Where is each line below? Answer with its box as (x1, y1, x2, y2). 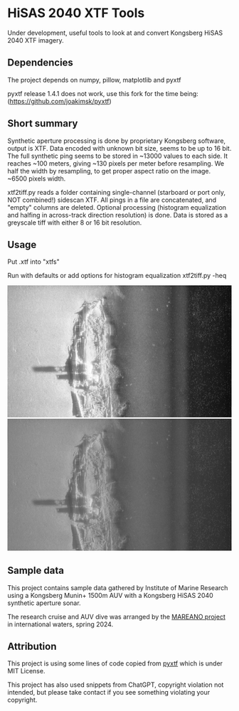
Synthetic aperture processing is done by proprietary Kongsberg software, (7, 137, 226, 145)
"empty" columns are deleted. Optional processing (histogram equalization (7, 203, 226, 211)
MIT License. (7, 667, 46, 675)
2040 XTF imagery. (7, 36, 64, 44)
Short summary (7, 117, 78, 129)
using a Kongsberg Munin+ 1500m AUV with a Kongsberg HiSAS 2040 (7, 591, 213, 599)
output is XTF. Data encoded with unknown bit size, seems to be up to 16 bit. (7, 144, 232, 152)
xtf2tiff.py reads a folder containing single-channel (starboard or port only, (7, 188, 226, 196)
